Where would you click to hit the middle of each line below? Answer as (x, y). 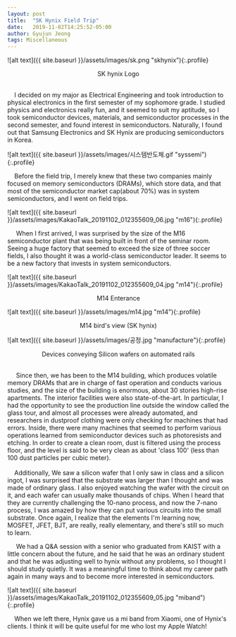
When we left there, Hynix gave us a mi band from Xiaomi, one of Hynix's (120, 619)
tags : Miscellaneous (38, 40)
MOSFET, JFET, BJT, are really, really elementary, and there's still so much (116, 526)
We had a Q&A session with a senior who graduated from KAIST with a (118, 547)
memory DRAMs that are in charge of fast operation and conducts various (114, 383)
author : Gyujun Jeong (39, 34)
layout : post (26, 14)
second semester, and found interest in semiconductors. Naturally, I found (115, 125)
